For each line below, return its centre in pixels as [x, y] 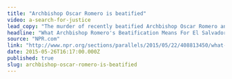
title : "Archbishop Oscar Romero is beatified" [77, 13]
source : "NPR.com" [33, 39]
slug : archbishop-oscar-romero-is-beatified [72, 65]
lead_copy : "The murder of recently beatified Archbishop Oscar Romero [112, 26]
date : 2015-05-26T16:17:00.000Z [54, 52]
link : [15, 45]
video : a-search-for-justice [49, 20]
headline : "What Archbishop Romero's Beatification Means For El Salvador [117, 33]
